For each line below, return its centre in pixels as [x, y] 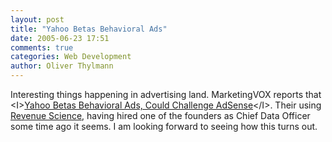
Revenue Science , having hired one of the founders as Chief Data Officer [160, 115]
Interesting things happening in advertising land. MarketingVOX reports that [166, 94]
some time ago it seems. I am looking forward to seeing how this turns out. [164, 126]
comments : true [42, 47]
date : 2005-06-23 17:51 [60, 38]
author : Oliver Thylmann [62, 66]
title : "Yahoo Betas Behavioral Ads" [89, 29]
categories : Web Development [71, 57]
